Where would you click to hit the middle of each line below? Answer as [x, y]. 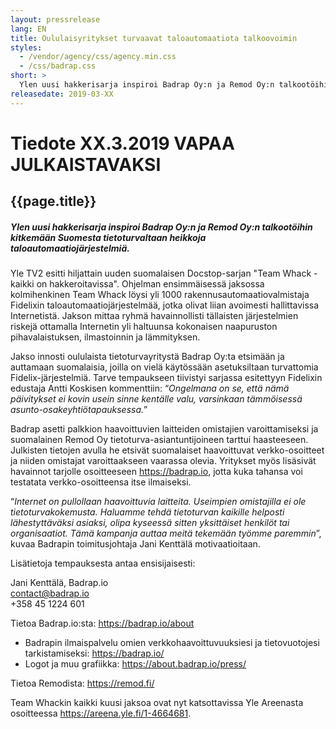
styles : [26, 47]
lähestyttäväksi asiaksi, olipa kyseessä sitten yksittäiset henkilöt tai [150, 523]
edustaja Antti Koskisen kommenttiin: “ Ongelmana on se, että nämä [150, 388]
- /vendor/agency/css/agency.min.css [98, 57]
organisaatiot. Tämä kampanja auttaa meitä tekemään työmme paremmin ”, [166, 533]
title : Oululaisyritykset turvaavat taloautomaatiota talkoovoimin [154, 38]
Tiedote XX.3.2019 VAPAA [122, 143]
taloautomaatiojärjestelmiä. [70, 248]
